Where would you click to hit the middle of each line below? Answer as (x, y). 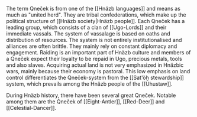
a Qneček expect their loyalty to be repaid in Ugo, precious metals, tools (94, 59)
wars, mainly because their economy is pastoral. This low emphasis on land (98, 71)
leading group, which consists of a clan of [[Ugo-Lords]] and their (86, 27)
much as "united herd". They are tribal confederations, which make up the (96, 15)
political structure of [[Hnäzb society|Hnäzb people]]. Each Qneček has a (96, 21)
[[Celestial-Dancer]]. (31, 108)
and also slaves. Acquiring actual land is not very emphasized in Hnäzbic (95, 65)
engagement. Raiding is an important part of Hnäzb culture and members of (98, 52)
